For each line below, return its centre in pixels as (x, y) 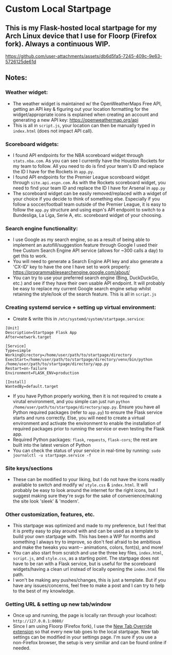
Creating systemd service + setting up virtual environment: (81, 307)
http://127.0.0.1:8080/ (38, 621)
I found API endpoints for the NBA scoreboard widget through (78, 155)
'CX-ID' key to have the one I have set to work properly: (72, 267)
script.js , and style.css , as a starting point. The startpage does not (86, 558)
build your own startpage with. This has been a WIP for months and (84, 537)
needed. (22, 648)
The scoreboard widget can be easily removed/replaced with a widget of (90, 193)
